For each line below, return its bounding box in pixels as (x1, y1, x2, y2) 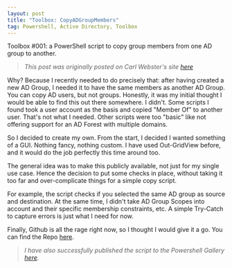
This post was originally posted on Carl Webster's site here (24, 63, 194, 71)
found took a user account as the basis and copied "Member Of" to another (7, 105, 223, 114)
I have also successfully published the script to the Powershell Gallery (24, 247, 225, 255)
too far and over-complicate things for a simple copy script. (7, 177, 177, 185)
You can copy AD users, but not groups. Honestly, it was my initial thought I (7, 91, 222, 99)
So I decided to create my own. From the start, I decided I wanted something (7, 134, 226, 142)
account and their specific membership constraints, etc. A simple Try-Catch (7, 205, 224, 213)
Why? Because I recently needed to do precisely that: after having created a (7, 76, 224, 84)
